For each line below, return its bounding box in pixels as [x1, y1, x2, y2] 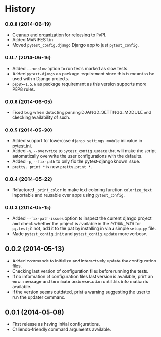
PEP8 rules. [12, 86, 35, 92]
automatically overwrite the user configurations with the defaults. [12, 153, 143, 159]
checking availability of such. [12, 114, 70, 120]
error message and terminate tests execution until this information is [12, 279, 149, 284]
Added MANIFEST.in [12, 37, 53, 43]
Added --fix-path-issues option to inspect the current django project [12, 215, 152, 221]
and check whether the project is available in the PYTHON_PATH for [12, 220, 142, 226]
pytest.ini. [12, 143, 32, 149]
